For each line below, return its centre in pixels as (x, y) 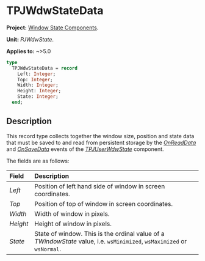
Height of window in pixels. (73, 224)
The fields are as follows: (38, 161)
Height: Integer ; (39, 91)
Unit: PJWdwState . (30, 39)
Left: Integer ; (37, 74)
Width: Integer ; (38, 85)
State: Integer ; (38, 97)
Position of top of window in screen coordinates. (104, 204)
